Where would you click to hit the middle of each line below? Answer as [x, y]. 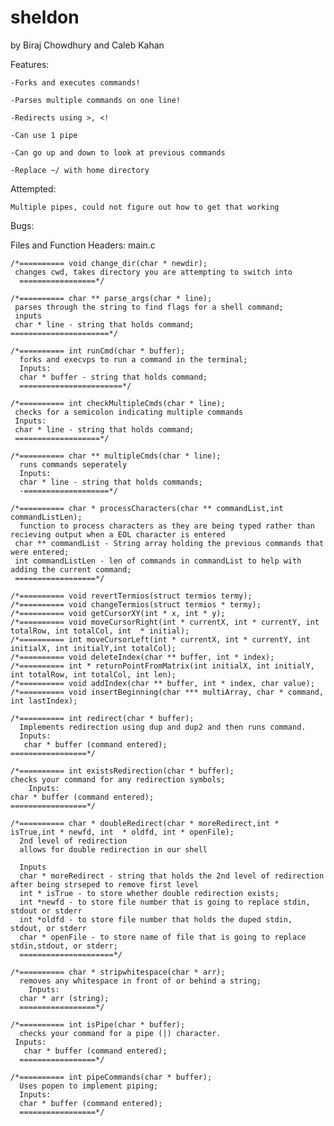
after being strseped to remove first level [104, 884]
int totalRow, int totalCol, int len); [93, 674]
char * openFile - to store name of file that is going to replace [163, 937]
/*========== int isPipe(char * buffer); [98, 1024]
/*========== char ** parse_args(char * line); [111, 298]
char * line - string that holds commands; [111, 482]
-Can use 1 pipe [44, 135]
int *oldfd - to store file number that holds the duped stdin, [156, 919]
